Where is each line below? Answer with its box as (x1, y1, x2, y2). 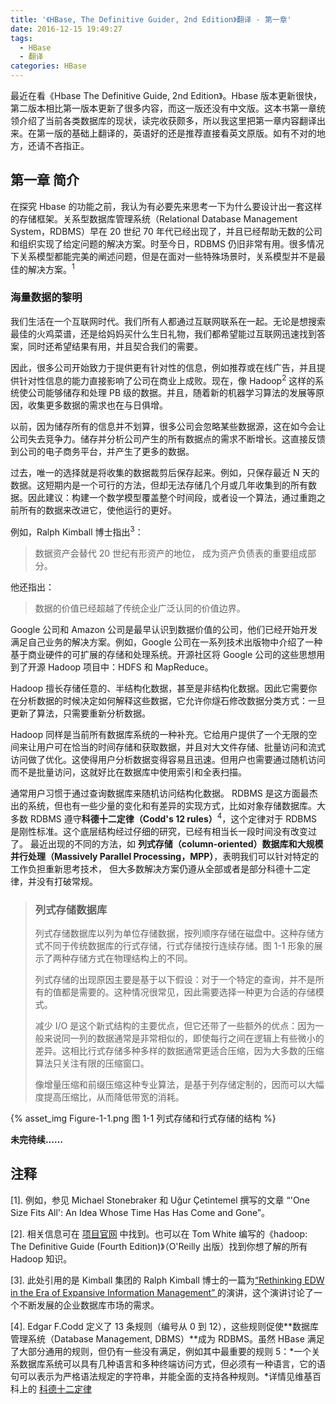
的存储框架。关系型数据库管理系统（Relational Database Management (10, 212, 298, 225)
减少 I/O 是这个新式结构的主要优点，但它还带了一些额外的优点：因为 (34, 1020, 316, 1032)
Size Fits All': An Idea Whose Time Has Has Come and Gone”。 (10, 1206, 270, 1218)
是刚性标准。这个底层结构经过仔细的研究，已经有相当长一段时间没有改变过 (10, 825, 317, 837)
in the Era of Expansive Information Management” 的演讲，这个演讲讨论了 (10, 1286, 315, 1298)
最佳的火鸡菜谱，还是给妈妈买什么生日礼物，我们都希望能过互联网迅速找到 (10, 327, 317, 340)
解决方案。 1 (27, 261, 75, 275)
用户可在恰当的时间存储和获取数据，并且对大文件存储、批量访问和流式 (36, 741, 326, 753)
